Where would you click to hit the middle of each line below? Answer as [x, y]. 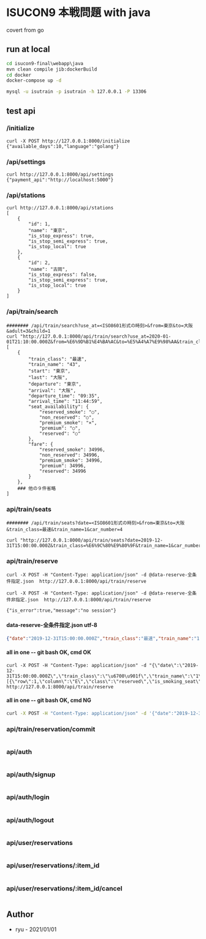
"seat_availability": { [59, 407]
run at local [28, 49]
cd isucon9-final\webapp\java [45, 63]
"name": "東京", [48, 231]
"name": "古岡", [48, 270]
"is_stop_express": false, [63, 275]
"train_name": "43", [55, 364]
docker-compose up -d [34, 80]
